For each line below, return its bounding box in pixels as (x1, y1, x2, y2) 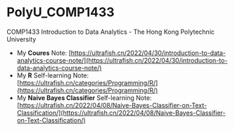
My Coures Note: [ (16, 49, 72, 57)
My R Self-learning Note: (16, 71, 89, 80)
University (6, 35, 37, 43)
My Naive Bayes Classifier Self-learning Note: (16, 93, 152, 102)
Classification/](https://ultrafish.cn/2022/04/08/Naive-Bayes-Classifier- (16, 108, 226, 117)
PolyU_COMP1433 (6, 4, 115, 20)
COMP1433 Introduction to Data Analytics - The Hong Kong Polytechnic (6, 27, 215, 36)
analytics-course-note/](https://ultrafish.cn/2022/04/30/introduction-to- (16, 56, 228, 64)
